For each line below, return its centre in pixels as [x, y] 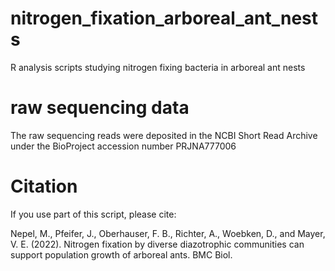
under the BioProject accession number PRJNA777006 [123, 146]
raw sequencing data [100, 108]
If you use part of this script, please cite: [93, 214]
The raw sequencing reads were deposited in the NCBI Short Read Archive [164, 135]
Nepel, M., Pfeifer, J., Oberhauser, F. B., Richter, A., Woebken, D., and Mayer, [168, 233]
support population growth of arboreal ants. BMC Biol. [121, 254]
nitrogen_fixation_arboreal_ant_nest [164, 18]
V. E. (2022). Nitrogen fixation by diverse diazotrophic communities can [157, 244]
